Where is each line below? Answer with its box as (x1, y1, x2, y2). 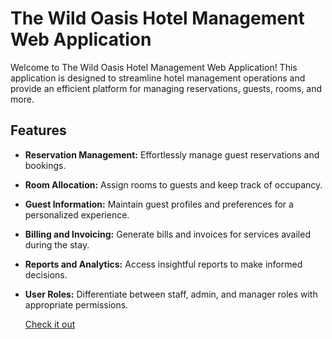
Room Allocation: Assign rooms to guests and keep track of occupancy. (24, 178, 323, 191)
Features (10, 122, 67, 139)
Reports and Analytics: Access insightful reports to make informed (24, 258, 303, 270)
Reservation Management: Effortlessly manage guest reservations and (24, 148, 320, 161)
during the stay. (24, 238, 90, 251)
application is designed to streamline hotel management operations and (10, 72, 306, 84)
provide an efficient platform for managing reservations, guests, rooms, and (10, 82, 323, 94)
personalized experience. (24, 208, 130, 221)
